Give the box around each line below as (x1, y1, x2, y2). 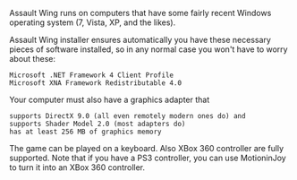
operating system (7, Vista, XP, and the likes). (9, 17, 176, 28)
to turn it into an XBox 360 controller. (9, 162, 146, 173)
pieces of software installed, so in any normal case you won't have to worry (9, 44, 288, 55)
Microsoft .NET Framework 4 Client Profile (9, 71, 174, 80)
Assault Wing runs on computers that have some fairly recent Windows (9, 8, 272, 18)
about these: (9, 54, 56, 64)
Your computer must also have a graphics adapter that (9, 94, 210, 105)
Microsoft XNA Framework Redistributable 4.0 (9, 79, 182, 88)
